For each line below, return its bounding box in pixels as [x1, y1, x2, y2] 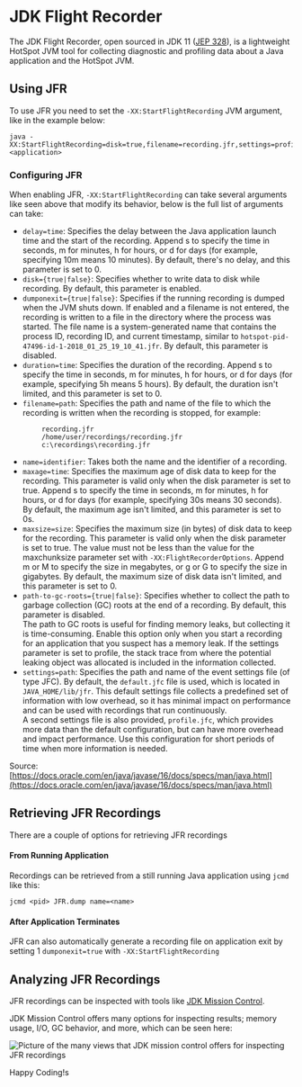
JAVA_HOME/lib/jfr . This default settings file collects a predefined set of [22, 686, 289, 696]
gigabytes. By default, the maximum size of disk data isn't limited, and [22, 571, 282, 582]
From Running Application [9, 850, 110, 861]
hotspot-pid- [240, 333, 289, 342]
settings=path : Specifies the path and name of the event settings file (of [22, 667, 290, 678]
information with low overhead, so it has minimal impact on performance [22, 696, 291, 706]
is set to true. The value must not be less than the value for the [22, 543, 254, 553]
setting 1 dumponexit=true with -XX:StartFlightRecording [9, 946, 220, 957]
